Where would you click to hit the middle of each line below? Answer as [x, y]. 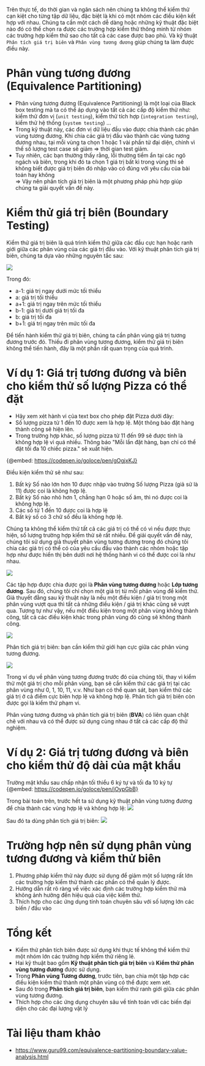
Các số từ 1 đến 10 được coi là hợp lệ [61, 510]
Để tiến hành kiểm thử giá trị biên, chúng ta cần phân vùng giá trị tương [96, 335]
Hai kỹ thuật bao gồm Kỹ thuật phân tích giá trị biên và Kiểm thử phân [105, 962]
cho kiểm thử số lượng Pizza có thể [97, 386]
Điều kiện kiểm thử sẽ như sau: [45, 472]
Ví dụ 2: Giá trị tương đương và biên [98, 752]
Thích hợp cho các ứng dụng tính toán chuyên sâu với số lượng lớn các [105, 901]
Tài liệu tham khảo [54, 1033]
